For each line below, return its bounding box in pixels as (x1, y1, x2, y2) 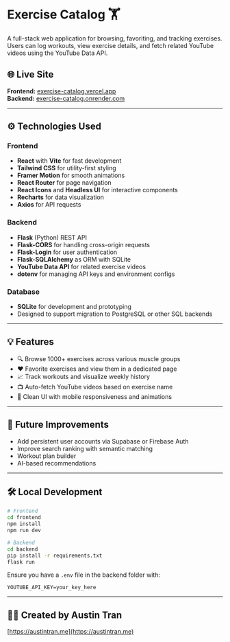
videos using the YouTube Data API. (7, 49, 108, 57)
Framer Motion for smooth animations (16, 171, 125, 180)
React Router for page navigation (16, 179, 112, 187)
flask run (7, 558, 36, 565)
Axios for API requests (16, 200, 81, 209)
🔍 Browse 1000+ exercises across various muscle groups (16, 354, 181, 363)
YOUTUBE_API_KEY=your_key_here (7, 584, 97, 591)
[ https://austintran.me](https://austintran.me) (7, 628, 134, 636)
